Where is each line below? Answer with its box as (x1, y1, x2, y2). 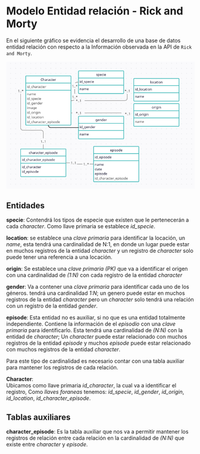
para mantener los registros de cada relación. (6, 364, 119, 371)
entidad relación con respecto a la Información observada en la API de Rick (6, 43, 192, 50)
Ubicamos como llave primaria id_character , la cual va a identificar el (6, 382, 177, 389)
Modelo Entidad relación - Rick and (6, 4, 184, 18)
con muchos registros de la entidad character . (6, 346, 121, 353)
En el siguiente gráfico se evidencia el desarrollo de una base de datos (6, 37, 181, 44)
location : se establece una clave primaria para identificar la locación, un (6, 234, 186, 241)
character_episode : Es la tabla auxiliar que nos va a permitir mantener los (6, 428, 189, 435)
